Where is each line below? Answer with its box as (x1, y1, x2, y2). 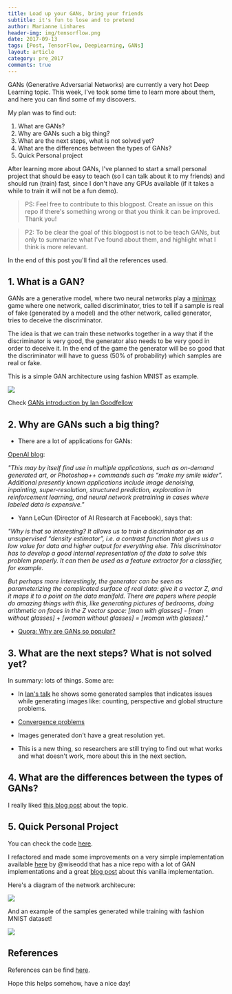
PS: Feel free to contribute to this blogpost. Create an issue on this (24, 199, 213, 208)
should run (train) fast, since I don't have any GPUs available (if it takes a (8, 179, 214, 187)
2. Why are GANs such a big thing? (8, 418, 160, 430)
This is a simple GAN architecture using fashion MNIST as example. (8, 372, 199, 380)
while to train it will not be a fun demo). (8, 186, 118, 195)
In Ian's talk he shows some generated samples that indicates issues (17, 690, 213, 698)
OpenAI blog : (8, 450, 45, 459)
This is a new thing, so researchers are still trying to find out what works (17, 745, 223, 753)
